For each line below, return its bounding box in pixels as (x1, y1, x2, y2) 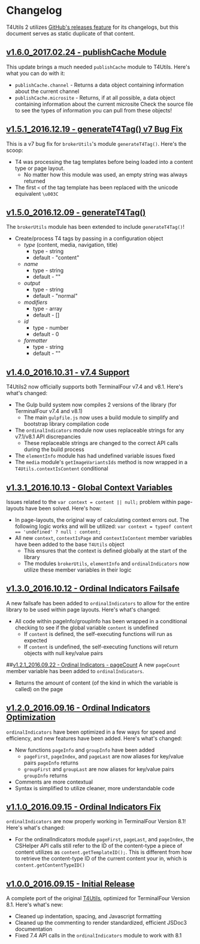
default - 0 (32, 331, 59, 338)
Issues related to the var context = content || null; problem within (6, 498, 177, 505)
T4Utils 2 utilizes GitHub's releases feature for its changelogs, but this (6, 23, 178, 31)
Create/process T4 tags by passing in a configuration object (14, 235, 163, 242)
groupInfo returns (23, 772, 68, 779)
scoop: (6, 147, 23, 154)
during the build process (23, 446, 85, 453)
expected (23, 637, 47, 644)
